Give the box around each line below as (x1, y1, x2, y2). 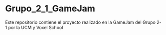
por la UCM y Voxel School (8, 24, 63, 30)
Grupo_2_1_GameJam (5, 3, 96, 14)
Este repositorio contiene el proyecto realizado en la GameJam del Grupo (5, 19, 156, 25)
